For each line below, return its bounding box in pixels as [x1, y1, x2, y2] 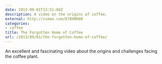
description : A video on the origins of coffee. [5, 12, 108, 17]
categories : [5, 21, 30, 26]
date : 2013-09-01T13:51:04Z [5, 7, 63, 12]
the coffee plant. [5, 53, 39, 59]
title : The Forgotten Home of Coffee [5, 30, 83, 35]
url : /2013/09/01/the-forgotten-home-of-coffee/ [5, 35, 108, 40]
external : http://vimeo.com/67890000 [5, 16, 83, 21]
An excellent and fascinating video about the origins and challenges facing [5, 48, 158, 54]
